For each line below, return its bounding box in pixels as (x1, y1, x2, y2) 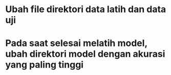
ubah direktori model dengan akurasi (5, 48, 165, 60)
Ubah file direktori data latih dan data (5, 4, 166, 15)
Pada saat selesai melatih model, (5, 37, 147, 49)
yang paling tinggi (5, 59, 83, 70)
